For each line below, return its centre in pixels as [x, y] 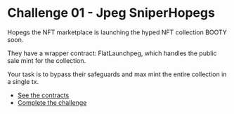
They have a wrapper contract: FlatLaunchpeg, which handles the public [112, 53]
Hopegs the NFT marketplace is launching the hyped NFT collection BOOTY [117, 32]
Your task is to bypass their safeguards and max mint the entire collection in [117, 74]
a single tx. [23, 81]
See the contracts [43, 95]
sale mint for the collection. [47, 60]
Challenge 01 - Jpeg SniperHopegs [111, 13]
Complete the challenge [52, 102]
